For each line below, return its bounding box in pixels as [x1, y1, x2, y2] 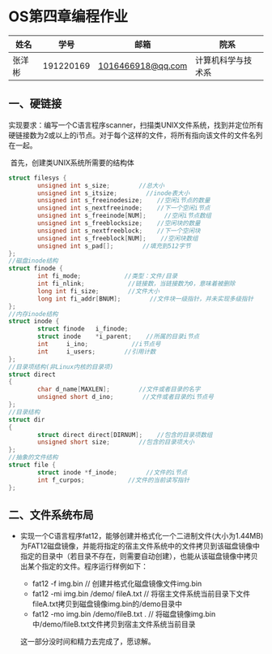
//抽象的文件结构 [8, 453, 58, 461]
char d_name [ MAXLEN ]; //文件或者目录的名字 [37, 385, 201, 394]
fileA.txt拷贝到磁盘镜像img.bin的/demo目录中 [32, 599, 182, 609]
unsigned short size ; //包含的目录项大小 [37, 438, 195, 447]
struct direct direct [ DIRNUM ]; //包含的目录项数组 [37, 431, 213, 439]
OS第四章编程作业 [8, 7, 128, 26]
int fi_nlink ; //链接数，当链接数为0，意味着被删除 [37, 279, 236, 288]
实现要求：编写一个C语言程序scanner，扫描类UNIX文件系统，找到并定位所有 [8, 119, 264, 130]
